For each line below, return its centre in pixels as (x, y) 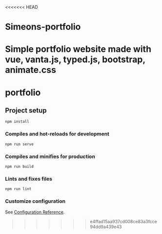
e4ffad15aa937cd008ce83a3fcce (123, 221)
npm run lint (18, 189)
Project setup (26, 110)
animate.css (30, 70)
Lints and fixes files (29, 179)
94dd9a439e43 (106, 227)
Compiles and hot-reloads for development (57, 134)
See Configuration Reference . (35, 212)
